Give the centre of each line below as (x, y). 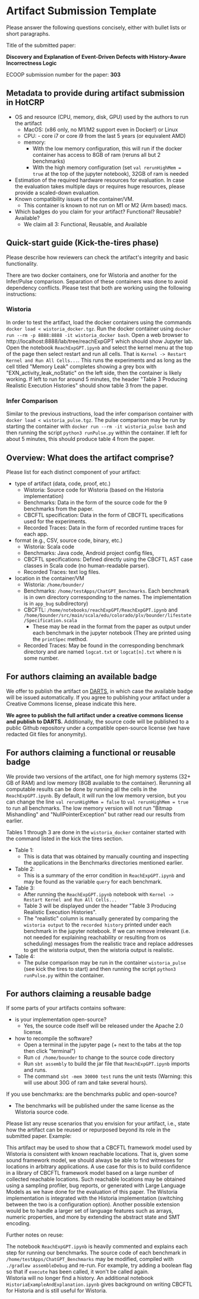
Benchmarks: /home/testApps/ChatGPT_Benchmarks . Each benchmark (107, 591)
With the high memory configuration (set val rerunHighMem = (107, 167)
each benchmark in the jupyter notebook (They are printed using (112, 633)
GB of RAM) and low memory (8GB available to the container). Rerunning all (99, 783)
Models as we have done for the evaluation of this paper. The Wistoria (92, 1192)
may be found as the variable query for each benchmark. (93, 881)
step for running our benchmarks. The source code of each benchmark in (96, 1253)
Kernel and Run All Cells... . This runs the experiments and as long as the (99, 360)
